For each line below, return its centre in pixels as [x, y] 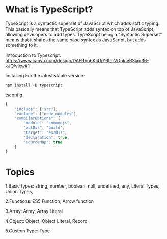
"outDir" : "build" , [44, 128]
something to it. [22, 45]
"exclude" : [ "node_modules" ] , [47, 114]
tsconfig [14, 95]
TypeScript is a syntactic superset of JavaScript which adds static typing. [82, 23]
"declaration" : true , [47, 137]
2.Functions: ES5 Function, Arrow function [50, 201]
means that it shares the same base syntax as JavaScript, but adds [76, 40]
